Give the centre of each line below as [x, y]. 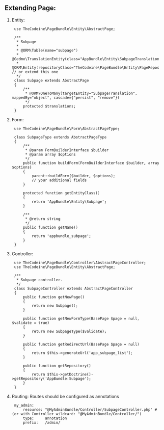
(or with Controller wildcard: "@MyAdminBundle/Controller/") [77, 414]
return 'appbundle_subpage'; [61, 236]
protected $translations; [49, 106]
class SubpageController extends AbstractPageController [73, 288]
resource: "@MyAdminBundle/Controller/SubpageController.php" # [90, 409]
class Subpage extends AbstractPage [52, 81]
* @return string [43, 219]
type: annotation [45, 418]
